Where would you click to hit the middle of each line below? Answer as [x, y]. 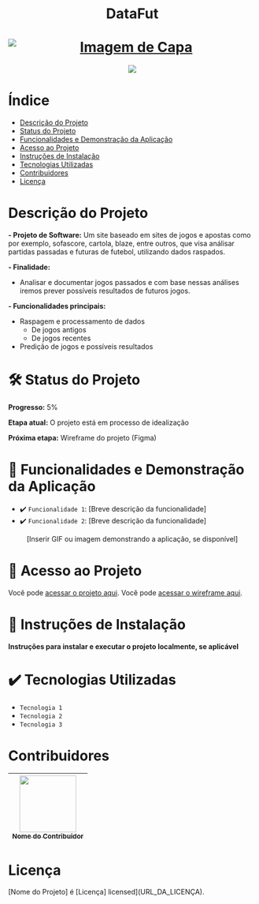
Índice [29, 101]
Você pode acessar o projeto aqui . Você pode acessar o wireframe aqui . [125, 592]
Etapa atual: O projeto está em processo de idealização [98, 422]
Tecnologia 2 [41, 716]
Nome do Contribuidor [48, 836]
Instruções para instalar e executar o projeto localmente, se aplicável [123, 646]
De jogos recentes [61, 338]
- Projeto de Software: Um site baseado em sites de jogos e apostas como [129, 234]
